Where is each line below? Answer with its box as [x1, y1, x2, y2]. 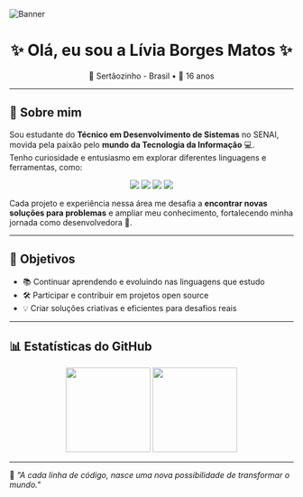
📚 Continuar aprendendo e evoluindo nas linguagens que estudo [22, 276, 265, 287]
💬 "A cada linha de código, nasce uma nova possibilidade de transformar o [9, 470, 290, 481]
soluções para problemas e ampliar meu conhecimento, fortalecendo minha [9, 207, 294, 218]
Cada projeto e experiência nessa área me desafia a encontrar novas [9, 198, 268, 208]
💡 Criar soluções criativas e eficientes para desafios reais [22, 302, 237, 313]
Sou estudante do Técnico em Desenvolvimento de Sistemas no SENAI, [9, 129, 280, 140]
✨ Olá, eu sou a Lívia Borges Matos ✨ [10, 41, 293, 60]
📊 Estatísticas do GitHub [9, 338, 152, 354]
